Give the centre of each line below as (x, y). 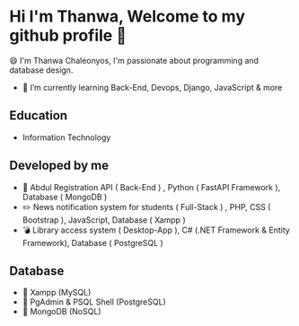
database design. (41, 70)
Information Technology (66, 137)
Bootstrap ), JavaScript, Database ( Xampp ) (104, 220)
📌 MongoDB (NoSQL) (62, 312)
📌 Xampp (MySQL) (57, 293)
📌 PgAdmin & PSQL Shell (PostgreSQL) (94, 302)
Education (39, 115)
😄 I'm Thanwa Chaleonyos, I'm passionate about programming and (134, 60)
